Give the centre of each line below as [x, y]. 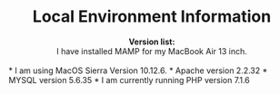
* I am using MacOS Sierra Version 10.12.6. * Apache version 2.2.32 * [138, 70]
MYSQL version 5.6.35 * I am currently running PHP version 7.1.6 [130, 80]
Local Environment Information [152, 17]
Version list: [152, 42]
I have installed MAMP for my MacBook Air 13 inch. [152, 51]
